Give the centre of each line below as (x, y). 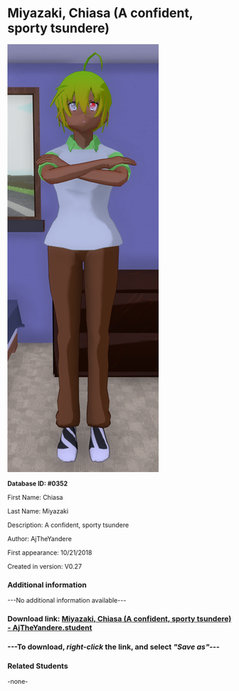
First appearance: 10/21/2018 (50, 552)
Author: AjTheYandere (40, 538)
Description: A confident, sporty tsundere (68, 525)
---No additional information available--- (67, 600)
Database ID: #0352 (38, 483)
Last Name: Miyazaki (38, 511)
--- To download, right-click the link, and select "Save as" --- (114, 647)
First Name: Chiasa (35, 497)
